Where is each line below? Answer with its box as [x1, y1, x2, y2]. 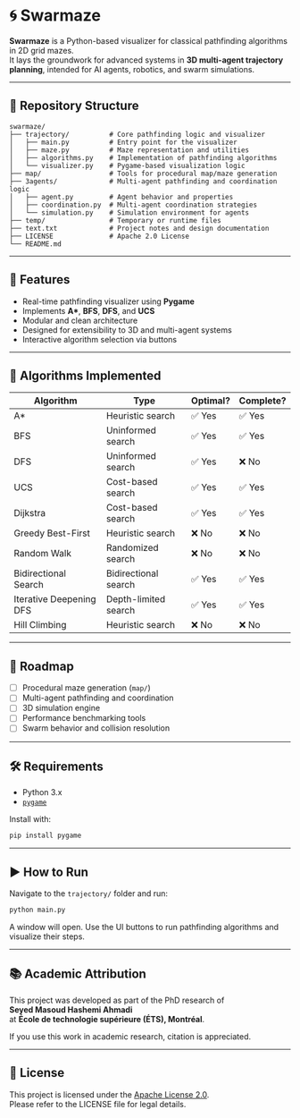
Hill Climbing [13, 619, 67, 631]
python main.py [9, 905, 66, 914]
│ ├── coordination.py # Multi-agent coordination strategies [9, 200, 257, 209]
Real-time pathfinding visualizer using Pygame [21, 296, 195, 307]
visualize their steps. [9, 931, 85, 942]
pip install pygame [9, 831, 82, 841]
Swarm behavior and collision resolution [21, 723, 171, 733]
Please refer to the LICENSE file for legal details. [9, 1098, 187, 1109]
